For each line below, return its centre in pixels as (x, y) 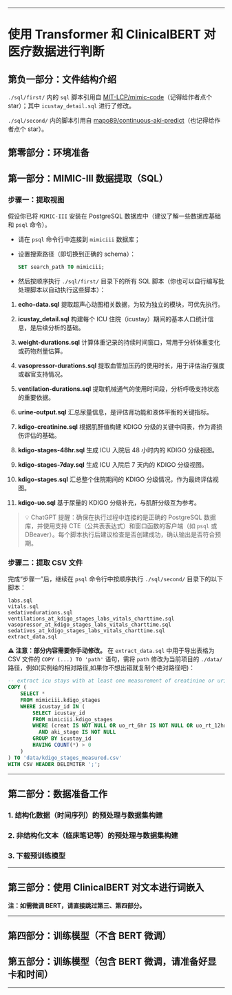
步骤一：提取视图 (36, 199)
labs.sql (20, 601)
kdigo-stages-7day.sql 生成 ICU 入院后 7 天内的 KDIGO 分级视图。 (113, 464)
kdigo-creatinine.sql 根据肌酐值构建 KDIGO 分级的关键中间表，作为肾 (117, 426)
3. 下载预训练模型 (37, 856)
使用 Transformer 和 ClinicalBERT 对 (112, 34)
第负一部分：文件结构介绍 (62, 79)
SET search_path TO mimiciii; (61, 267)
